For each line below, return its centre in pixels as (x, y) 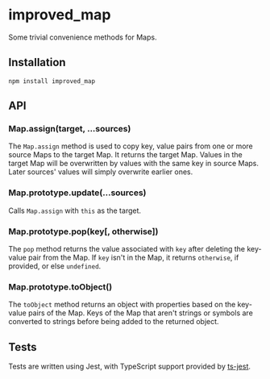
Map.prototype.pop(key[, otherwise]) (83, 231)
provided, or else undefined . (55, 266)
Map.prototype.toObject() (60, 286)
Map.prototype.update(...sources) (77, 193)
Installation (37, 62)
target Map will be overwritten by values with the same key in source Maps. (134, 164)
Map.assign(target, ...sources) (70, 129)
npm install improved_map (52, 81)
